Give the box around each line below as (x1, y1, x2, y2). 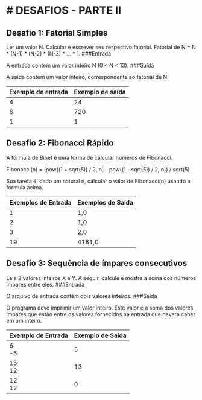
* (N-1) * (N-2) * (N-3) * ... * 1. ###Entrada (6, 50, 112, 57)
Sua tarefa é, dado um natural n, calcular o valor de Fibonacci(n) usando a (6, 177, 191, 185)
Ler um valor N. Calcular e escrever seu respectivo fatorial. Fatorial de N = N (6, 43, 196, 51)
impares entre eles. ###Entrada (6, 281, 85, 288)
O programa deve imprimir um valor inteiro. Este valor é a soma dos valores (6, 304, 194, 311)
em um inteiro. (6, 317, 42, 324)
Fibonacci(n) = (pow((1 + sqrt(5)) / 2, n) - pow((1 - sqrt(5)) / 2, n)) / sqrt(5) (6, 165, 190, 173)
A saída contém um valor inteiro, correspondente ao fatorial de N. (6, 74, 169, 80)
